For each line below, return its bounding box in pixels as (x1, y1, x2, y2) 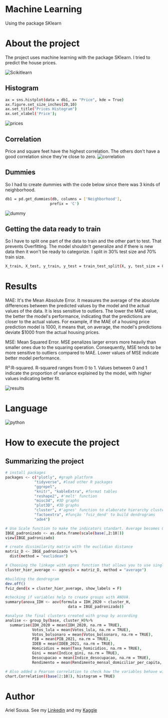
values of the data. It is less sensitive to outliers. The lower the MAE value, (5, 308, 158, 314)
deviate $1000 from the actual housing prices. (5, 329, 100, 335)
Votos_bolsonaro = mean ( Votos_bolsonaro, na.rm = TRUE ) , (31, 632, 153, 637)
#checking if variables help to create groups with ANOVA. (5, 595, 131, 600)
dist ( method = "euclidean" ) (9, 554, 68, 559)
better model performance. (5, 355, 61, 361)
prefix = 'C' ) (49, 201, 79, 206)
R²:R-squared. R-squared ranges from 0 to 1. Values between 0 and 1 (5, 365, 147, 371)
